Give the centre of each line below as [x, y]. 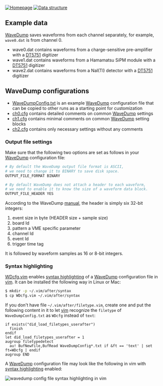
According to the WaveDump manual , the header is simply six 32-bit [74, 203]
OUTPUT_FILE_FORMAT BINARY [33, 176]
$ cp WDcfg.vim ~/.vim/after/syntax [42, 296]
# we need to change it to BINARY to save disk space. [62, 171]
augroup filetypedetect [29, 342]
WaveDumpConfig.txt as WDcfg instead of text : [50, 316]
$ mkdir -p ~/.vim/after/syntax [38, 291]
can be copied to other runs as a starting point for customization [77, 108]
